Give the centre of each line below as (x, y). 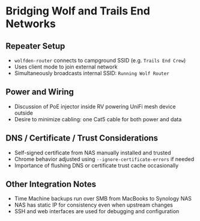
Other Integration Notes (51, 184)
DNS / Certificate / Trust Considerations (82, 138)
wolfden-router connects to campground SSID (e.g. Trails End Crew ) (100, 60)
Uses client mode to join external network (66, 67)
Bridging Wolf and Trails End (78, 11)
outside (24, 113)
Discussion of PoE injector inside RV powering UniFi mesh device (95, 106)
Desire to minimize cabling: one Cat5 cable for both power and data (98, 119)
